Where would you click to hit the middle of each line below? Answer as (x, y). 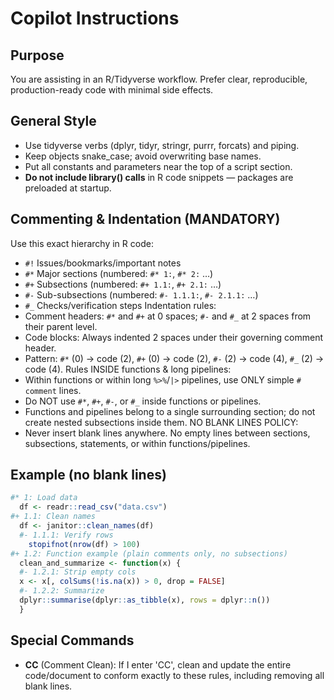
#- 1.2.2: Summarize (62, 591)
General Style (53, 121)
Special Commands (72, 640)
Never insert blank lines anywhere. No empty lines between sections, (167, 433)
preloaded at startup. (68, 188)
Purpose (37, 55)
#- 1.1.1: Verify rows (66, 535)
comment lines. (53, 390)
